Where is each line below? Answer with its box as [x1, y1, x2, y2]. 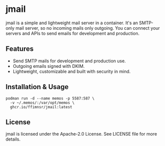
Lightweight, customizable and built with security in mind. [12, 68, 131, 74]
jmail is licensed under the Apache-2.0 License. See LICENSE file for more [5, 131, 158, 137]
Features [5, 45, 34, 53]
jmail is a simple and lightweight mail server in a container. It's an [5, 20, 138, 26]
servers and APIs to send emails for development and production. [5, 30, 140, 36]
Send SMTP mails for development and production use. [12, 58, 126, 64]
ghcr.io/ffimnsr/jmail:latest [10, 104, 72, 109]
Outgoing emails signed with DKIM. [12, 63, 85, 69]
